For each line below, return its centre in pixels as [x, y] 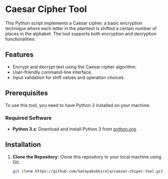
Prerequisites [27, 93]
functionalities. [21, 39]
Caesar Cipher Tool [46, 9]
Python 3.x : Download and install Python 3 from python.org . [75, 129]
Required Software [28, 118]
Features [19, 55]
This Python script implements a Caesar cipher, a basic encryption [74, 23]
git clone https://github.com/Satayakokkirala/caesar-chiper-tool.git [88, 171]
